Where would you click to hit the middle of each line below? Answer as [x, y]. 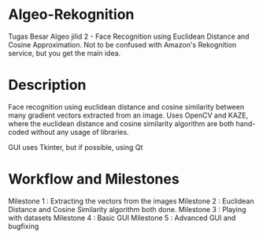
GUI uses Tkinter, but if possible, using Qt [76, 147]
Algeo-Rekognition [71, 15]
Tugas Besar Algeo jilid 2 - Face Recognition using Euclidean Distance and [129, 36]
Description [47, 85]
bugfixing [24, 226]
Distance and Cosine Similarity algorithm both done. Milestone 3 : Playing [127, 209]
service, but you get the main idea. [65, 53]
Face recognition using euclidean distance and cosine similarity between [126, 106]
